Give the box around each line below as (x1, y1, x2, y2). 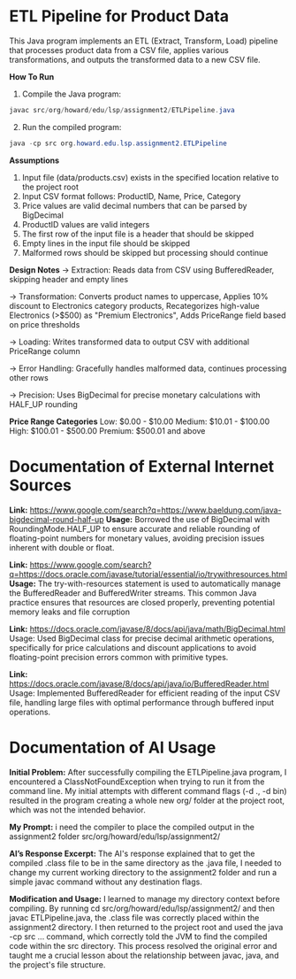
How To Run (9, 71, 55, 81)
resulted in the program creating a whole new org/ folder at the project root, (9, 795, 285, 806)
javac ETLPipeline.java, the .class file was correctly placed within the (9, 912, 260, 922)
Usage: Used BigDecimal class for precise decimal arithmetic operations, (9, 633, 275, 644)
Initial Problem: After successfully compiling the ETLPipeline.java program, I (9, 767, 287, 777)
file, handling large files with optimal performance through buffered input (9, 697, 275, 707)
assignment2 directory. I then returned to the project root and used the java (9, 921, 284, 932)
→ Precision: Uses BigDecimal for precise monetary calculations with (9, 389, 261, 400)
